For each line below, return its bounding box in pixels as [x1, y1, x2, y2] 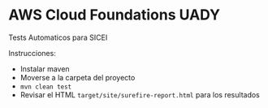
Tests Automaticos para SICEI [8, 32, 108, 42]
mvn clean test [19, 83, 72, 91]
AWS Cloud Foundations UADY [8, 6, 221, 24]
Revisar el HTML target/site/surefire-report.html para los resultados [19, 89, 260, 99]
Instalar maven [19, 63, 71, 74]
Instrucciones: [8, 48, 57, 58]
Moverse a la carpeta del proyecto [19, 72, 136, 82]
